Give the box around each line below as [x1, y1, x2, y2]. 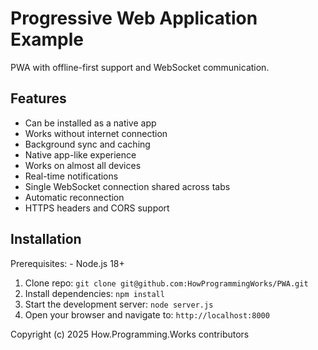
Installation [10, 231, 82, 248]
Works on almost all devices [24, 159, 142, 171]
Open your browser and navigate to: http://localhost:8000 [24, 308, 270, 321]
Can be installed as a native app [24, 117, 157, 129]
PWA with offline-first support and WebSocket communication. [10, 61, 270, 73]
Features [10, 90, 67, 107]
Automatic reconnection [24, 191, 125, 203]
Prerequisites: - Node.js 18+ [10, 257, 125, 269]
